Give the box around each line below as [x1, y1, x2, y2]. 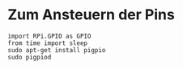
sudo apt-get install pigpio [7, 46, 106, 54]
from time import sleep [7, 39, 88, 47]
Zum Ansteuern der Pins [7, 6, 175, 24]
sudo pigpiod [7, 53, 52, 61]
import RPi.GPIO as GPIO [7, 32, 91, 40]
